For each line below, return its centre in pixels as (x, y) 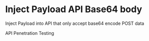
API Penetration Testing (30, 33)
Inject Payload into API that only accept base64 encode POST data (75, 23)
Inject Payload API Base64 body (74, 9)
